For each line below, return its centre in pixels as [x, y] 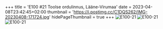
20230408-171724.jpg [27, 17]
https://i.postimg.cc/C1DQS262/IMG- [111, 12]
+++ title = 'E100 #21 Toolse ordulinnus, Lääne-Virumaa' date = [68, 7]
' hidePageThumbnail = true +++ [82, 17]
